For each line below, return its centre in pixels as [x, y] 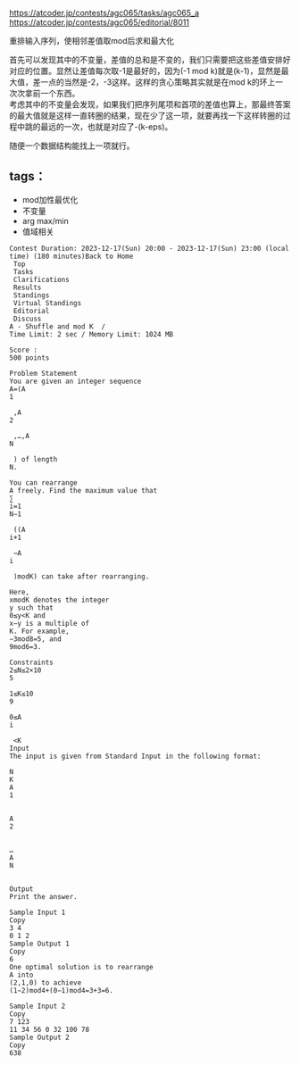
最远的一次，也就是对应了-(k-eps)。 [106, 127]
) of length [35, 459]
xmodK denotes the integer [59, 600]
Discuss [27, 319]
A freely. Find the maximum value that [83, 490]
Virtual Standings [47, 303]
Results [27, 287]
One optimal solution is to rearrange [81, 967]
